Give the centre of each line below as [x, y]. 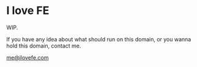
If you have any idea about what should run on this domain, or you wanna [99, 39]
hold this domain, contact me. [44, 46]
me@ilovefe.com [28, 57]
